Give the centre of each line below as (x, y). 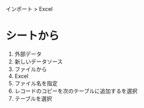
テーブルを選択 (33, 98)
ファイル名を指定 (36, 83)
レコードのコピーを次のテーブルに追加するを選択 (76, 91)
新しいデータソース (39, 61)
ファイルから (31, 69)
